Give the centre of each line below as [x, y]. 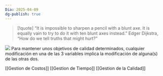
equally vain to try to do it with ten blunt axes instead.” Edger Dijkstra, [88, 33]
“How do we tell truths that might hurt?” [57, 38]
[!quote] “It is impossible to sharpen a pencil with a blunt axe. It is [83, 28]
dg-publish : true [23, 14]
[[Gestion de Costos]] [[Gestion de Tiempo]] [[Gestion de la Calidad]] [75, 68]
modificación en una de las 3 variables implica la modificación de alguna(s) [81, 54]
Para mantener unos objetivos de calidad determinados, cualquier [78, 48]
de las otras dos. [22, 58]
